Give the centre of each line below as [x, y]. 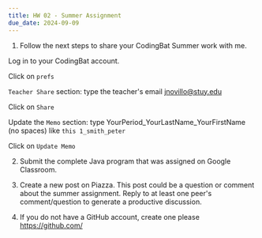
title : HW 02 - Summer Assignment [65, 15]
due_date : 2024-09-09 [44, 23]
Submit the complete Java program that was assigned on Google [125, 161]
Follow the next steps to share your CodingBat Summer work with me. [133, 45]
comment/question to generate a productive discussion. [111, 202]
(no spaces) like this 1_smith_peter [67, 130]
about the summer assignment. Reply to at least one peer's [116, 193]
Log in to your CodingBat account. [64, 61]
